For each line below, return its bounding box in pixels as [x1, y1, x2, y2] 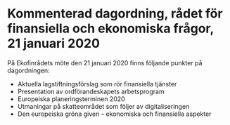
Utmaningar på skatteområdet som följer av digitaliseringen [17, 102, 190, 110]
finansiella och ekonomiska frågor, [7, 20, 215, 37]
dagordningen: [7, 66, 51, 74]
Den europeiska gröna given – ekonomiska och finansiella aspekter [17, 110, 212, 118]
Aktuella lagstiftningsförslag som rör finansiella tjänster [17, 79, 177, 88]
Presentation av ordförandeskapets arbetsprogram [17, 87, 165, 96]
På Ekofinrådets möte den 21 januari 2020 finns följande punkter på [7, 58, 203, 67]
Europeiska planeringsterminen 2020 [17, 94, 125, 103]
